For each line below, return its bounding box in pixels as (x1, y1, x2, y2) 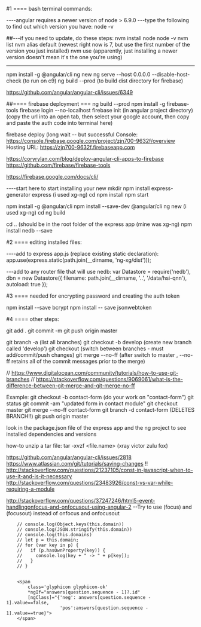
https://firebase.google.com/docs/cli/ (6, 173, 99, 180)
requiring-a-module (6, 485, 55, 493)
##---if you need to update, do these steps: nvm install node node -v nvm (6, 35, 188, 41)
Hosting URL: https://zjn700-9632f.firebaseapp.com (6, 143, 135, 151)
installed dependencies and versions (6, 430, 97, 438)
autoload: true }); (6, 281, 48, 287)
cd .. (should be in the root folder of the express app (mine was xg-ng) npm (6, 221, 193, 228)
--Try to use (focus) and (132, 503, 193, 510)
